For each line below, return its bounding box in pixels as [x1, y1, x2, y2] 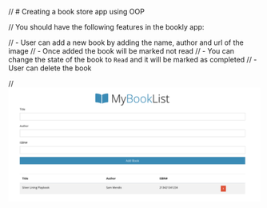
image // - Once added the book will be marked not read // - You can [8, 46, 234, 55]
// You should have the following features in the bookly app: [8, 22, 205, 31]
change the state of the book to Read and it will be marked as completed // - [8, 55, 257, 64]
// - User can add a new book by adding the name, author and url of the [8, 38, 244, 47]
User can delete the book [8, 63, 92, 73]
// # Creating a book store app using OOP [8, 7, 145, 16]
